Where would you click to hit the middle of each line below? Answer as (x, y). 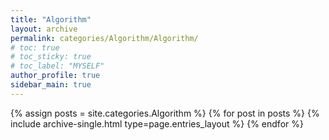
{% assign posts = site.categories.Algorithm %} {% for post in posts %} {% (165, 113)
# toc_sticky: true (51, 57)
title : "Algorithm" (51, 19)
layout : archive (44, 29)
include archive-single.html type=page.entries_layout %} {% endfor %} (157, 123)
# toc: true (35, 47)
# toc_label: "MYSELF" (57, 66)
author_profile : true (55, 76)
